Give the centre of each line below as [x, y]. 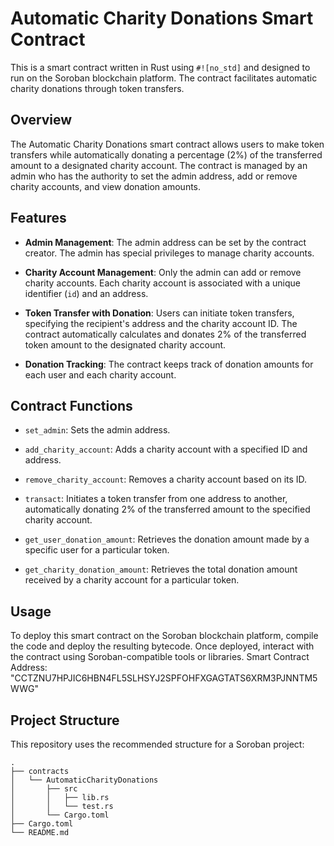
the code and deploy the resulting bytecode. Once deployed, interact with [162, 646]
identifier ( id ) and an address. [86, 293]
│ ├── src [44, 789]
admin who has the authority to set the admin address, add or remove [154, 176]
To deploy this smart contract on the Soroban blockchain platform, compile [164, 636]
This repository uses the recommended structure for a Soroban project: [157, 744]
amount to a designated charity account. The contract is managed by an [159, 165]
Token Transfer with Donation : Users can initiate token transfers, [159, 313]
